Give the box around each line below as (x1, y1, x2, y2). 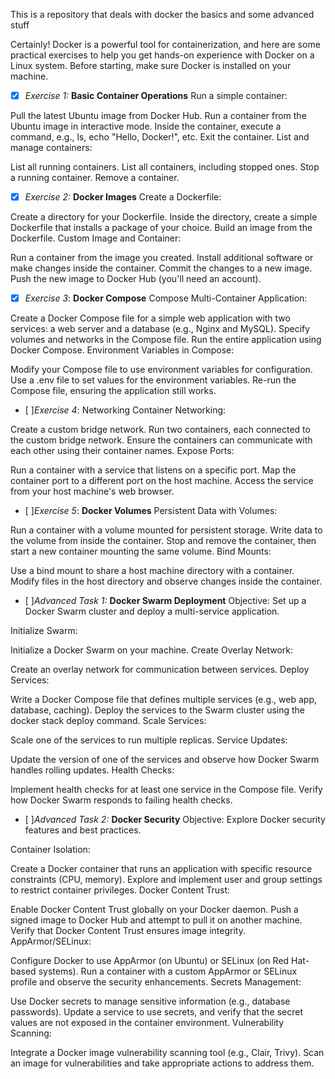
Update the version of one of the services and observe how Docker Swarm (10, 754, 320, 766)
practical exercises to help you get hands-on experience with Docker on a (10, 49, 315, 61)
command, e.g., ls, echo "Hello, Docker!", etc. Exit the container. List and (10, 131, 310, 143)
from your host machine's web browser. (10, 485, 175, 498)
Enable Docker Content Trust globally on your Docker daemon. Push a (10, 904, 299, 916)
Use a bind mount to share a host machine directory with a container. (10, 565, 295, 577)
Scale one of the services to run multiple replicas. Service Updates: (10, 734, 288, 746)
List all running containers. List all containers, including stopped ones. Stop (10, 161, 320, 173)
